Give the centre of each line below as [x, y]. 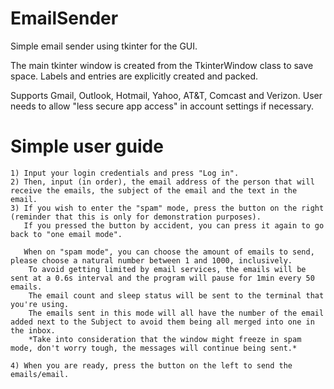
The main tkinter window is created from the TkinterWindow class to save [162, 65]
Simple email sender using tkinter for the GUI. [104, 46]
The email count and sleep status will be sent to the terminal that [176, 295]
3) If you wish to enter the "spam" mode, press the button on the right [167, 208]
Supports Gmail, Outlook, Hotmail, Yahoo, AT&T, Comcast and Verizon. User [166, 95]
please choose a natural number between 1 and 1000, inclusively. [151, 260]
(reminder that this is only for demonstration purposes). [136, 217]
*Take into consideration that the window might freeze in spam [165, 339]
